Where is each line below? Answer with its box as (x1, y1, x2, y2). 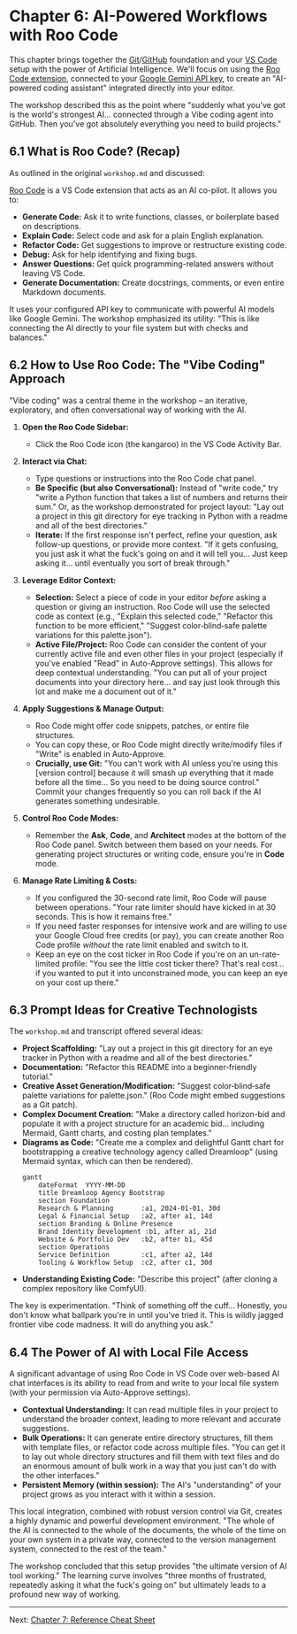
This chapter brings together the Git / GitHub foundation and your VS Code (9, 54, 278, 65)
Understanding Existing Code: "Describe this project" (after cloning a (21, 1274, 278, 1284)
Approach (9, 372, 65, 387)
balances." (9, 332, 49, 343)
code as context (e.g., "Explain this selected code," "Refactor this (34, 611, 274, 621)
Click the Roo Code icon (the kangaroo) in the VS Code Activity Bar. (34, 438, 282, 449)
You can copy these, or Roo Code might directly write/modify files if (34, 739, 283, 750)
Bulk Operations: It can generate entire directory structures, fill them (21, 1432, 274, 1444)
